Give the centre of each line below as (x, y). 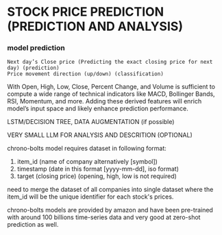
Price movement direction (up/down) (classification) (86, 74)
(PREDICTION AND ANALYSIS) (95, 26)
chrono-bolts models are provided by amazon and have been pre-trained (110, 210)
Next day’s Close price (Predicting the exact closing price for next (110, 62)
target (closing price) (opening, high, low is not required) (97, 176)
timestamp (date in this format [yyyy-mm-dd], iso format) (98, 169)
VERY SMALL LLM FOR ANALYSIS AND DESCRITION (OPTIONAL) (100, 135)
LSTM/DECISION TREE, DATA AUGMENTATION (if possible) (91, 122)
